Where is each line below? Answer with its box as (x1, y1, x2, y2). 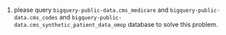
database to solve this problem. (127, 21, 218, 28)
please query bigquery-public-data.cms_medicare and (13, 6, 169, 14)
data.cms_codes (13, 14, 58, 21)
